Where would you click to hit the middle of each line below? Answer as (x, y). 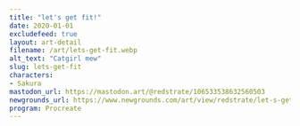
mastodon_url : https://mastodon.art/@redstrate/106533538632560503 (137, 91)
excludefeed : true (43, 34)
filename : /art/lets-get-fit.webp (74, 51)
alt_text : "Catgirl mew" (55, 59)
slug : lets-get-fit (46, 67)
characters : (31, 75)
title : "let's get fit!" (55, 17)
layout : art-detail (46, 42)
